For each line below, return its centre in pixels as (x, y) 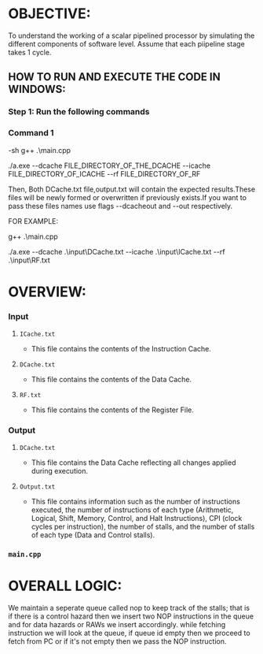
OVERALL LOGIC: (65, 586)
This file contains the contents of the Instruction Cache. (121, 349)
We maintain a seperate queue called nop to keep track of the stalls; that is (129, 608)
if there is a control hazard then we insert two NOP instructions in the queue (131, 616)
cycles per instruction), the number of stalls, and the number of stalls (143, 527)
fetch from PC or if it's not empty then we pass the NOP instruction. (117, 641)
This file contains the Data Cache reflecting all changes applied (133, 463)
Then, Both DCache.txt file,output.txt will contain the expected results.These (132, 189)
